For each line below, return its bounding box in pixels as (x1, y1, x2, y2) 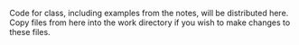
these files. (9, 27, 51, 37)
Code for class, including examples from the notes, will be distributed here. (9, 8, 289, 18)
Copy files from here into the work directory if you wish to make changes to (9, 17, 291, 28)
